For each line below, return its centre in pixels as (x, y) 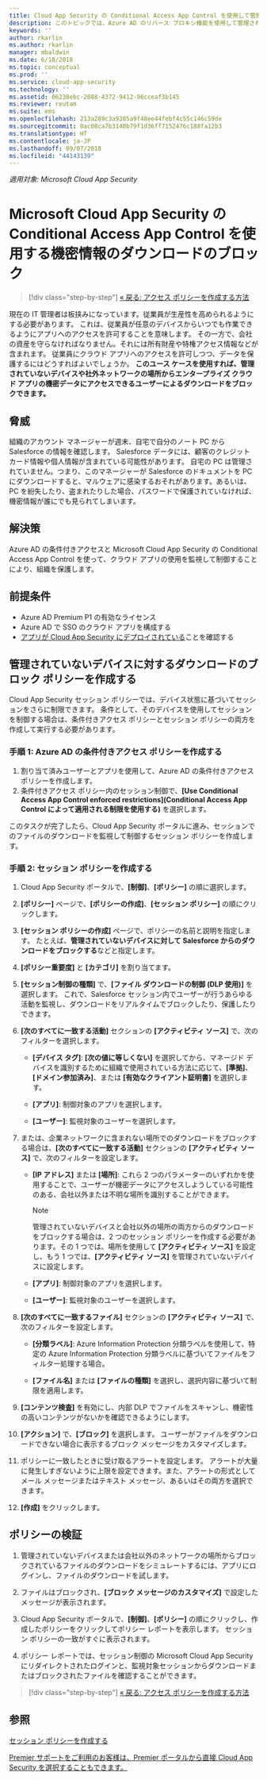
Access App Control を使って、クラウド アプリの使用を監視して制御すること (133, 559)
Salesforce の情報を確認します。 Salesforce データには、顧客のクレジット (130, 452)
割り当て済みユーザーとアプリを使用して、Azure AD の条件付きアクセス (137, 771)
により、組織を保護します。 (53, 569)
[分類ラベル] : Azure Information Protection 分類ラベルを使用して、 (140, 1344)
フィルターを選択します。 (62, 1041)
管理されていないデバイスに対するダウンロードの (128, 665)
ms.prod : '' (29, 75)
